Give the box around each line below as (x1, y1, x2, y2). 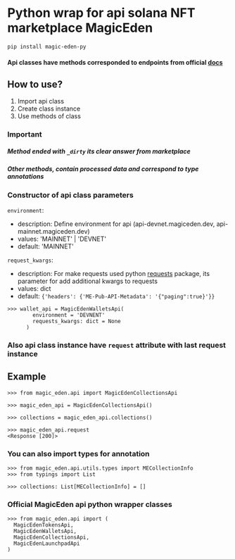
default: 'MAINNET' (17, 241, 74, 251)
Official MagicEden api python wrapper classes (7, 499, 172, 509)
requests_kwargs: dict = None (32, 318, 121, 325)
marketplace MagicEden (7, 20, 153, 36)
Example (7, 371, 46, 383)
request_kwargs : (7, 256, 54, 264)
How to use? (7, 78, 63, 90)
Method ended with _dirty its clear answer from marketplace (7, 146, 191, 156)
